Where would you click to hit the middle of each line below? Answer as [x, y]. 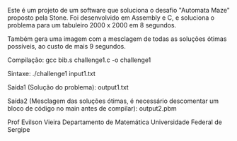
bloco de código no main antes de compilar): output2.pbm [92, 108]
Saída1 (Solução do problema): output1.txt [68, 87]
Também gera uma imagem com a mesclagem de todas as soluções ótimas [117, 39]
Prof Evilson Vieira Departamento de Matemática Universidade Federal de [115, 122]
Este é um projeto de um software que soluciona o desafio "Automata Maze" [118, 10]
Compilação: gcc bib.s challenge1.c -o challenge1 [79, 60]
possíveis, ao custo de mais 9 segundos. [67, 46]
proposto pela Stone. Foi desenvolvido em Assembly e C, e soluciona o [111, 18]
